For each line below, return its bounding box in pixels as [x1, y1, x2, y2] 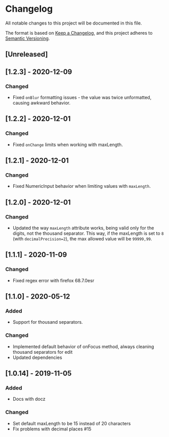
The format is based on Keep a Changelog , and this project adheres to [5, 30, 153, 36]
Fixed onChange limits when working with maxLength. [12, 141, 123, 148]
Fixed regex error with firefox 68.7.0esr [12, 277, 95, 283]
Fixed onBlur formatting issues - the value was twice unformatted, [12, 94, 152, 101]
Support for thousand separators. [12, 319, 83, 325]
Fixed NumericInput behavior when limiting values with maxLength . [12, 183, 151, 189]
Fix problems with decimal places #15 [12, 426, 92, 432]
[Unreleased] [5, 50, 48, 59]
